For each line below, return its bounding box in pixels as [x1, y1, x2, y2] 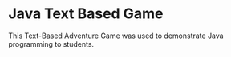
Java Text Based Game [8, 5, 164, 23]
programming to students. [8, 39, 95, 48]
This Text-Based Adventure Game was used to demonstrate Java [8, 31, 224, 40]
